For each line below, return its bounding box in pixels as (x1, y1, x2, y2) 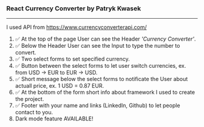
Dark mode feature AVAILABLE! (15, 115, 94, 122)
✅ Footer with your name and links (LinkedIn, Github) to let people (15, 102, 180, 109)
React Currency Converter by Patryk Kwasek (6, 4, 141, 13)
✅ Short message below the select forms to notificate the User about (15, 76, 188, 83)
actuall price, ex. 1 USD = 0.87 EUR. (15, 82, 104, 90)
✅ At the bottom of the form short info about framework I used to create (15, 89, 195, 96)
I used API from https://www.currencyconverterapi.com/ (6, 24, 147, 31)
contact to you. (15, 109, 53, 116)
